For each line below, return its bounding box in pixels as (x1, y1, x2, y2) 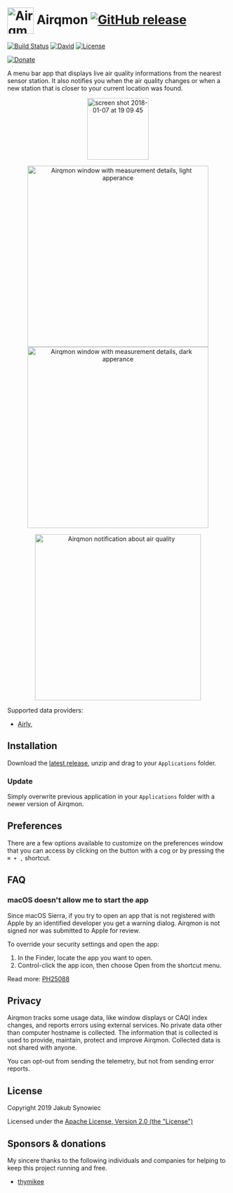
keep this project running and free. (7, 1163, 107, 1172)
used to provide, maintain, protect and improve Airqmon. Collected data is (7, 1036, 221, 1045)
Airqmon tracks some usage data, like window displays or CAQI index (7, 1014, 208, 1022)
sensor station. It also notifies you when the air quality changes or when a (7, 76, 221, 84)
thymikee (17, 1177, 44, 1185)
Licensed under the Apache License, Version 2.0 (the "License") (7, 1117, 194, 1125)
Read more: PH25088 (7, 974, 70, 983)
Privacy (7, 995, 42, 1007)
